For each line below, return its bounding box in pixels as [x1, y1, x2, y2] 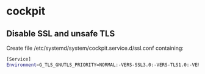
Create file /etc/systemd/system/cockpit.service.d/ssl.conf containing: [6, 44, 184, 52]
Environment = [6, 62, 40, 68]
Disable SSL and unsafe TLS [6, 29, 115, 39]
